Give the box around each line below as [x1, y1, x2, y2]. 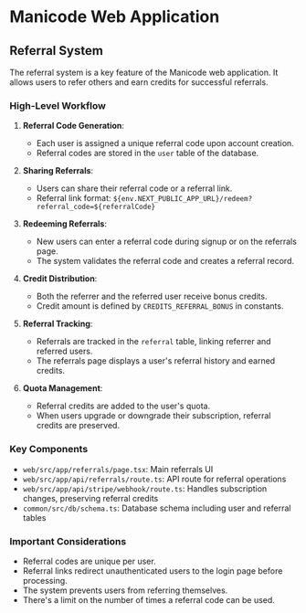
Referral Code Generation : [22, 121, 125, 132]
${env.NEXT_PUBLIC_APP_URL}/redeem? [112, 195, 253, 204]
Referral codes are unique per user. [22, 555, 157, 566]
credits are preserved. [36, 420, 121, 431]
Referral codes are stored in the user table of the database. [36, 148, 259, 159]
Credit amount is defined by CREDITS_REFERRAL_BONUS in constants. [36, 301, 284, 312]
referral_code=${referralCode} [36, 203, 156, 212]
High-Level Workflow [9, 99, 107, 111]
